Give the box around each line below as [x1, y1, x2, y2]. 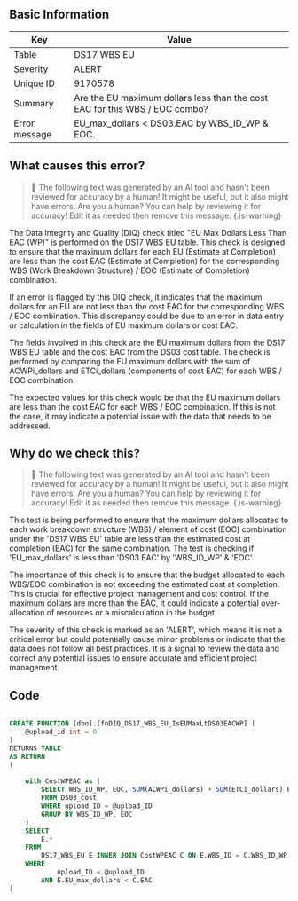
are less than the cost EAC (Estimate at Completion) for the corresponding [9, 255, 280, 266]
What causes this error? [9, 159, 145, 174]
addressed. [9, 420, 51, 431]
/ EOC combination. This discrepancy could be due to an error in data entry [9, 310, 284, 321]
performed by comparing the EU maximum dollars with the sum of [9, 356, 251, 366]
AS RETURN [9, 752, 46, 761]
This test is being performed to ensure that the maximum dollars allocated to [9, 514, 289, 526]
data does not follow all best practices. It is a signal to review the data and [9, 643, 280, 654]
